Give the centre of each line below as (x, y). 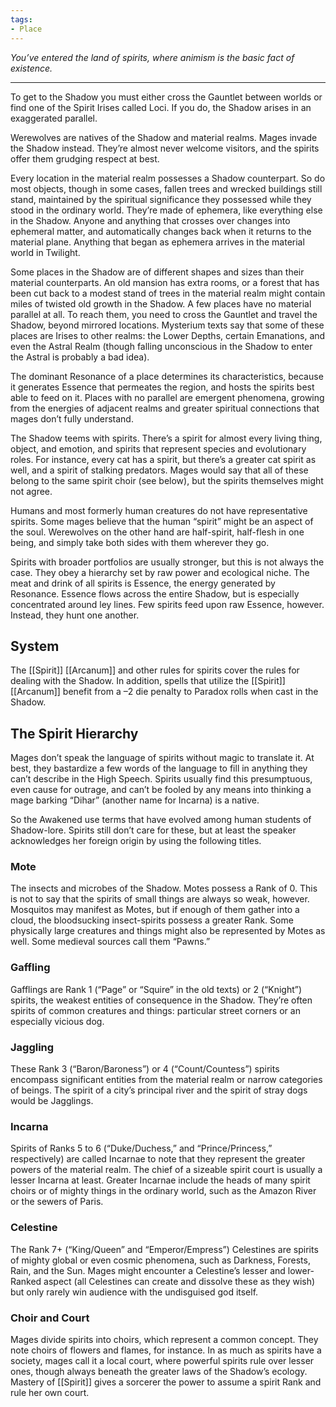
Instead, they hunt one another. (75, 615)
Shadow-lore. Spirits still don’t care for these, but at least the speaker (153, 830)
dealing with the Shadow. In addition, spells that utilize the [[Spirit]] (148, 681)
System (35, 646)
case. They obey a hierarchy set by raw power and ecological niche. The (160, 572)
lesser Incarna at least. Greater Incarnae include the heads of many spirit (160, 1180)
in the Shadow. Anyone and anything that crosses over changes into (150, 220)
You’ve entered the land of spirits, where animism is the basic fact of (152, 57)
